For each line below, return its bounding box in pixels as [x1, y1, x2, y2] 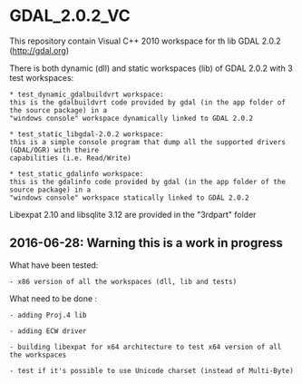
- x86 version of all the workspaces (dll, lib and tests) [9, 277, 238, 286]
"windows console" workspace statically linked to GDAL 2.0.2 [9, 192, 249, 202]
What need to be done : [9, 292, 98, 304]
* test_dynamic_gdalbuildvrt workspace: [9, 90, 165, 99]
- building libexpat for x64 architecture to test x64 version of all [9, 342, 282, 351]
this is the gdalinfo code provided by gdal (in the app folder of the [9, 177, 286, 186]
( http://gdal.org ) [9, 44, 70, 55]
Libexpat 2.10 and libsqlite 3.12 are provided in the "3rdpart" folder [9, 209, 257, 220]
